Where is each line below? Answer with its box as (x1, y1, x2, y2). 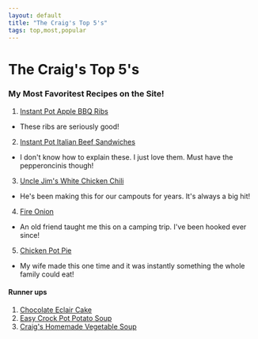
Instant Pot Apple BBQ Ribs (19, 106, 108, 115)
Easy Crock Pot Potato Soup (19, 314, 112, 323)
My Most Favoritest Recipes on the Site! (8, 89, 165, 100)
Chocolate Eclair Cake (19, 305, 93, 315)
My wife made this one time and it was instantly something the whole (19, 261, 245, 270)
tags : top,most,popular (8, 26, 87, 34)
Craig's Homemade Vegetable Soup (19, 322, 137, 332)
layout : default (8, 11, 62, 20)
